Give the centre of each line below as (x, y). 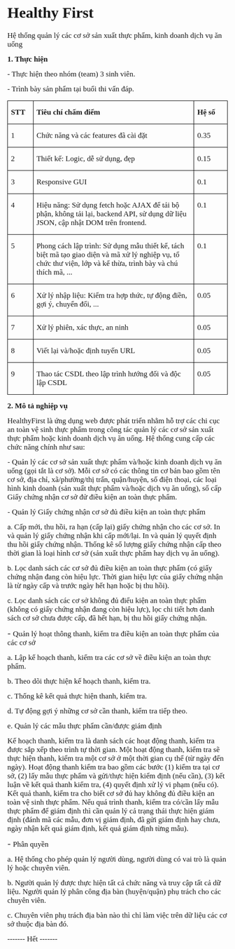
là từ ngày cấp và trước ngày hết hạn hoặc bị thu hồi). (88, 585)
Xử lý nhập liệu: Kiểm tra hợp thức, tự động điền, (112, 295)
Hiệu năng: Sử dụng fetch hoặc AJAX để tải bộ (108, 205)
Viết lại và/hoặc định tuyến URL (86, 350)
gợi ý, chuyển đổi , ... (67, 304)
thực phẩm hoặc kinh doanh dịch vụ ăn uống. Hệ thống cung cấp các (111, 438)
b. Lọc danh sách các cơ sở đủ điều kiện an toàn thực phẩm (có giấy (110, 568)
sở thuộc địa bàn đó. (38, 924)
